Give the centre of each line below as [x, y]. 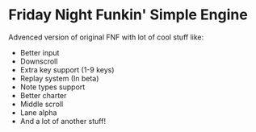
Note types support [52, 87]
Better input [40, 52]
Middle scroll [42, 104]
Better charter [43, 95]
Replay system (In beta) [59, 78]
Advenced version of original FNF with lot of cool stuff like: [106, 37]
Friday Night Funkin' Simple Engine [128, 15]
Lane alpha [38, 112]
